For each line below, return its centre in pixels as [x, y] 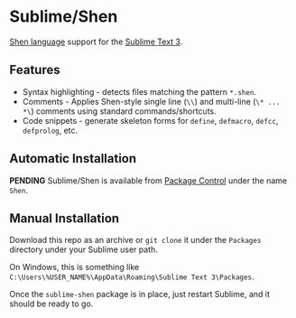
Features [35, 70]
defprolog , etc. [50, 130]
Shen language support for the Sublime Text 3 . [96, 42]
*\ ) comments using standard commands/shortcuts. [119, 111]
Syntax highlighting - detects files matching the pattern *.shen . [139, 91]
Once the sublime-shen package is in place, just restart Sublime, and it [140, 295]
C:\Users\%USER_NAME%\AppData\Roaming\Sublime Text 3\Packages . [132, 276]
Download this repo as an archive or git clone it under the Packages [135, 240]
